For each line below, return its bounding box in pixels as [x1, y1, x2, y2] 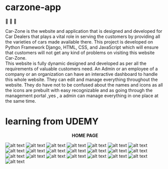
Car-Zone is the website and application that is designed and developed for [5, 28, 163, 34]
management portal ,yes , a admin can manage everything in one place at [5, 93, 158, 99]
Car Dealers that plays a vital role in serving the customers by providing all [5, 33, 160, 39]
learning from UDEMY [5, 116, 99, 128]
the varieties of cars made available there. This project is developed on [5, 38, 153, 45]
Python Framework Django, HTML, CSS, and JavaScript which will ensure [5, 44, 159, 50]
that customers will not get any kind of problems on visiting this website [5, 50, 155, 56]
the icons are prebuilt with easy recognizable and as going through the [5, 87, 153, 93]
